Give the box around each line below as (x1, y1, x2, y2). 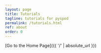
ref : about (5, 25, 27, 30)
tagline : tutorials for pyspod (5, 16, 69, 21)
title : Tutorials (5, 12, 40, 16)
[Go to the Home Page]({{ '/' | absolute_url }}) (5, 43, 97, 48)
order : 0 (5, 29, 23, 34)
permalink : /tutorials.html (5, 20, 62, 26)
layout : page (5, 7, 32, 12)
